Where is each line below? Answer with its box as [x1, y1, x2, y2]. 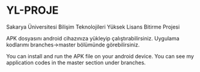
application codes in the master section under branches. [6, 59, 146, 66]
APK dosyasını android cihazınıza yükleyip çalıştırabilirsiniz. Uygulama [6, 35, 180, 42]
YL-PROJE [6, 4, 59, 17]
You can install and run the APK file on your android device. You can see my [6, 52, 194, 60]
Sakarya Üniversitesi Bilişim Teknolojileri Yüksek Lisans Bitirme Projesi [6, 23, 180, 30]
